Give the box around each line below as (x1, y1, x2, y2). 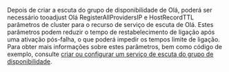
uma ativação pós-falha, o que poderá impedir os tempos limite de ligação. (7, 35, 221, 44)
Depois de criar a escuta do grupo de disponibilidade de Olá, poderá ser (7, 6, 212, 14)
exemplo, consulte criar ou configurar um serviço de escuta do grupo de (7, 50, 214, 58)
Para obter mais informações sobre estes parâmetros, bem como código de (7, 43, 223, 51)
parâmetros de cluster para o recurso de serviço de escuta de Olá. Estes (7, 21, 214, 28)
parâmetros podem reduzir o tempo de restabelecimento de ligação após (7, 28, 215, 36)
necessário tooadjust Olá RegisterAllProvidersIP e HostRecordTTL (7, 13, 195, 21)
